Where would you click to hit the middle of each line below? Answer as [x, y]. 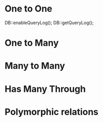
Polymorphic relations [51, 112]
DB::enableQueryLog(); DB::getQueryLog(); [49, 23]
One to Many [32, 43]
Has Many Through [45, 89]
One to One [28, 9]
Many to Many [35, 66]
